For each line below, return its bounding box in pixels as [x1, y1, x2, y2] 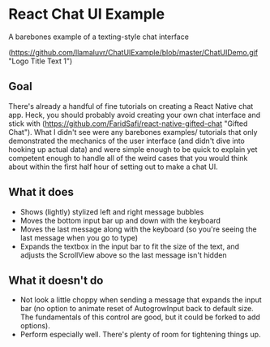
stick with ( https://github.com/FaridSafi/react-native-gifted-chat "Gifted [8, 119, 248, 128]
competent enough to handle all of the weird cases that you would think [8, 153, 248, 163]
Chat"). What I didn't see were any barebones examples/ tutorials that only [8, 127, 258, 137]
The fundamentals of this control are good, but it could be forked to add [19, 312, 261, 322]
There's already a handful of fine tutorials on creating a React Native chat [8, 101, 254, 111]
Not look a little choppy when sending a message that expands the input [19, 295, 262, 305]
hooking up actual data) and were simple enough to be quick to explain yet [8, 144, 258, 154]
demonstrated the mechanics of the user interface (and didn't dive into [8, 136, 246, 145]
